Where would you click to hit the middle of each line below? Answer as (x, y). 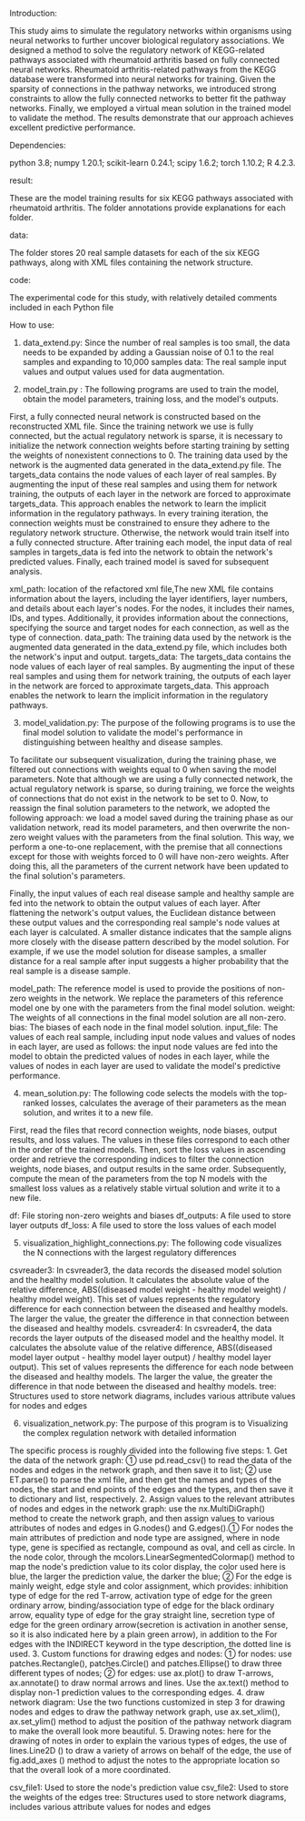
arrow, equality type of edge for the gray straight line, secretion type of (142, 1615)
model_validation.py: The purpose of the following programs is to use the (159, 722)
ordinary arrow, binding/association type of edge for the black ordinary (142, 1605)
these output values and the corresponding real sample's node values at (145, 922)
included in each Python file (62, 307)
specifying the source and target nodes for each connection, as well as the (150, 628)
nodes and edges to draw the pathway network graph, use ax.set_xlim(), (145, 1712)
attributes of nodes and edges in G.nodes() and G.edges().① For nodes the (152, 1528)
